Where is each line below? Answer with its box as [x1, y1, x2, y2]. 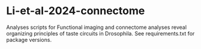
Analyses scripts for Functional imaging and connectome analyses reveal [6, 24, 187, 31]
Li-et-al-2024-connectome [6, 4, 145, 18]
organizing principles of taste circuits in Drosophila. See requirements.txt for [6, 30, 195, 37]
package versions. [6, 36, 52, 43]
